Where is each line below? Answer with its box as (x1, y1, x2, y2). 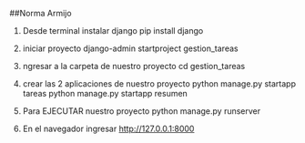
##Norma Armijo (9, 8, 72, 18)
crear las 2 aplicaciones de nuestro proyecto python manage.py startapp (22, 78, 297, 89)
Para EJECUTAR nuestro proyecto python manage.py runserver (22, 106, 261, 117)
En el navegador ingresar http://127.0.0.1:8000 (22, 123, 195, 134)
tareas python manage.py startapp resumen (22, 88, 188, 98)
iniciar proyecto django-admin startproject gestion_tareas (22, 43, 239, 54)
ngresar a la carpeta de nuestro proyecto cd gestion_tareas (22, 61, 246, 71)
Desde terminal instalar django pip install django (22, 26, 204, 36)
